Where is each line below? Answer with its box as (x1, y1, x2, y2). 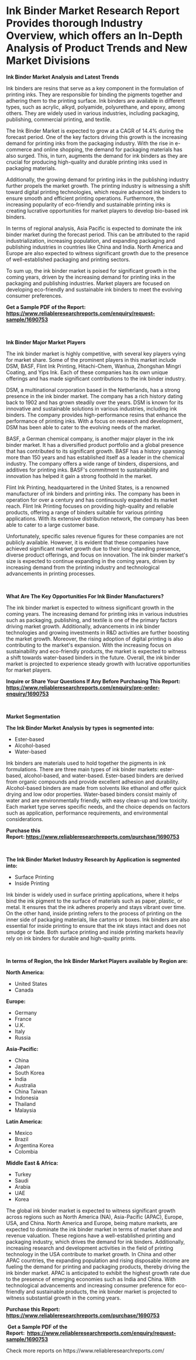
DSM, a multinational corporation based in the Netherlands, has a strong (6, 386, 180, 394)
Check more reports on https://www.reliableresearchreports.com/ (6, 1347, 165, 1354)
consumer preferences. (6, 292, 63, 299)
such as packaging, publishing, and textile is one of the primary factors (6, 616, 177, 623)
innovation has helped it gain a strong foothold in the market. (6, 472, 153, 479)
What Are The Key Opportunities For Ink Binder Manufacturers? (6, 592, 164, 599)
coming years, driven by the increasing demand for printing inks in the (6, 273, 176, 280)
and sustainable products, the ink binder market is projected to (26, 1288, 177, 1295)
